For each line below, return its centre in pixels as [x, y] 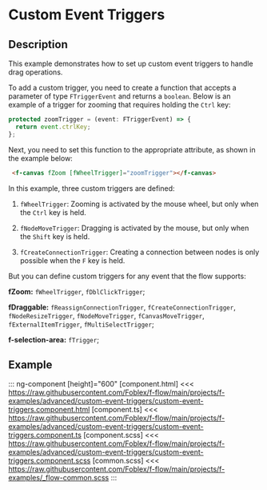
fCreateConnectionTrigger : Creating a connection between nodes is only [139, 252]
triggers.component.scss [50, 461]
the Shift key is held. [55, 236]
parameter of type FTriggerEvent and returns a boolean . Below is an [120, 96]
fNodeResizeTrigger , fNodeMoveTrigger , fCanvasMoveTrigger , [107, 315]
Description [38, 45]
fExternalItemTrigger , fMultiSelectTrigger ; [81, 324]
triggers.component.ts [45, 435]
